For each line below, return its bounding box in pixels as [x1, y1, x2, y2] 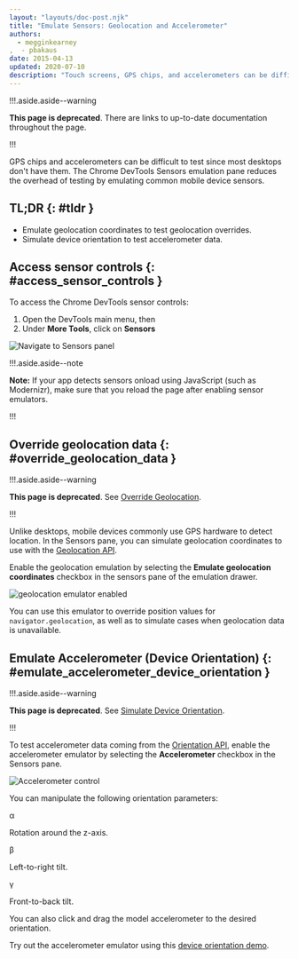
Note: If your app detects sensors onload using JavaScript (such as [9, 375, 257, 386]
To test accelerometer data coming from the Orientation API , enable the [9, 740, 271, 750]
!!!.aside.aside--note [9, 358, 84, 369]
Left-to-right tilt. [9, 862, 68, 872]
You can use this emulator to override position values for [9, 606, 216, 617]
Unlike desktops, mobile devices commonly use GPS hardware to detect [9, 526, 273, 537]
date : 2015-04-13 [9, 54, 74, 63]
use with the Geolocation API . [9, 545, 118, 556]
